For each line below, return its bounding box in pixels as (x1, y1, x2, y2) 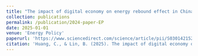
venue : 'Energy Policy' (6, 30, 65, 36)
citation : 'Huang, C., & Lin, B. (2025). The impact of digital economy (6, 41, 189, 47)
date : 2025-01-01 (6, 24, 49, 31)
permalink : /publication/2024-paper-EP (6, 19, 104, 25)
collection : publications (6, 14, 70, 20)
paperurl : (6, 36, 31, 41)
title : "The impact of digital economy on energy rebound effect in (6, 8, 178, 15)
